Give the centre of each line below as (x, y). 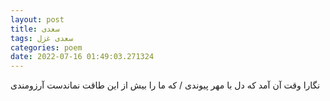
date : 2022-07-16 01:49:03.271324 (82, 57)
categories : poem (46, 47)
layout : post (37, 19)
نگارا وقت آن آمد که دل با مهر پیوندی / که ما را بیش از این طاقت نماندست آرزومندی (165, 85)
